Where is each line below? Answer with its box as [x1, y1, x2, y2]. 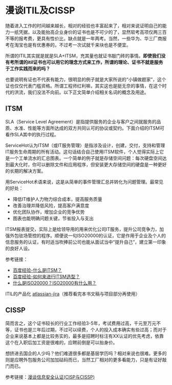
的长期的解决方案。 [5, 167, 46, 174]
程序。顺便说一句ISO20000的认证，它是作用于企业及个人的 [40, 232, 166, 239]
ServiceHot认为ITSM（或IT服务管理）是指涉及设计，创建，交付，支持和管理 [5, 142, 165, 148]
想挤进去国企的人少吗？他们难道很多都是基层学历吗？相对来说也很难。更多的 [5, 350, 167, 356]
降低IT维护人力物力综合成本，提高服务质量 [12, 196, 102, 202]
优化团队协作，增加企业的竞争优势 [12, 208, 85, 215]
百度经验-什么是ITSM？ [12, 267, 62, 273]
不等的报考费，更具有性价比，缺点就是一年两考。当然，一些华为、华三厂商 [5, 35, 162, 41]
